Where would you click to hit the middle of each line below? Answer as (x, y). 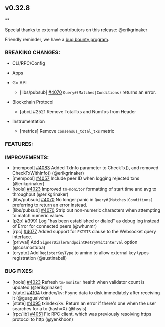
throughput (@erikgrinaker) (40, 194)
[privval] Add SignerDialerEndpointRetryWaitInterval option (75, 242)
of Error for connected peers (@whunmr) (55, 226)
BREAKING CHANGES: (33, 52)
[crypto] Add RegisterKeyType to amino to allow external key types (80, 253)
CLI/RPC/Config (29, 63)
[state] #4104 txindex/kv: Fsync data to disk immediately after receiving (86, 292)
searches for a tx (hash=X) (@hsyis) (49, 308)
